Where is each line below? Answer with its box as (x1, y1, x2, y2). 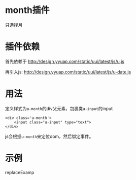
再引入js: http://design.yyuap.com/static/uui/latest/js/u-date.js (5, 69, 132, 75)
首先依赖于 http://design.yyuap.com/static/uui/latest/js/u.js (5, 58, 125, 64)
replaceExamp (5, 169, 34, 175)
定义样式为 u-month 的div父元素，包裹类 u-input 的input (5, 105, 113, 112)
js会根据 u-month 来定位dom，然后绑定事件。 (5, 133, 94, 139)
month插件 (5, 4, 50, 16)
